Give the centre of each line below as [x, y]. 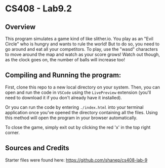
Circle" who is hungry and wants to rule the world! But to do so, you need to [82, 44]
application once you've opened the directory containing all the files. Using [82, 112]
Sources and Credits [37, 148]
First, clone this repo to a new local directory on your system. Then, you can [83, 87]
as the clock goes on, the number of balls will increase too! [65, 60]
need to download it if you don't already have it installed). [63, 97]
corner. [12, 132]
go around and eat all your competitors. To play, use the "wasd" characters [82, 49]
